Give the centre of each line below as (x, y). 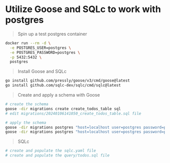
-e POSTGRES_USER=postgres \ (40, 48)
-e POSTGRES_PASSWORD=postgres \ (45, 52)
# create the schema (27, 104)
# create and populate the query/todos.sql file (57, 155)
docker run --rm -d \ (28, 43)
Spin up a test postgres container (52, 34)
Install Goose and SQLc (42, 71)
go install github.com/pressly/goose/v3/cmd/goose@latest (68, 81)
